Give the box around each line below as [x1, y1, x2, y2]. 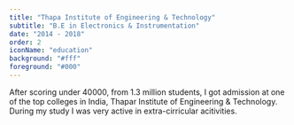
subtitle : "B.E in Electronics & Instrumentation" [9, 21, 200, 30]
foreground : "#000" [9, 63, 81, 72]
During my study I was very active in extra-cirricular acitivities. [9, 105, 237, 116]
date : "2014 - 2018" [9, 29, 86, 38]
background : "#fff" [9, 54, 81, 63]
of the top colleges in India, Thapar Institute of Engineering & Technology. [9, 96, 278, 106]
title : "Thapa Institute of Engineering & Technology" [9, 12, 216, 22]
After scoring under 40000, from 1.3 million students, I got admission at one [9, 86, 285, 98]
